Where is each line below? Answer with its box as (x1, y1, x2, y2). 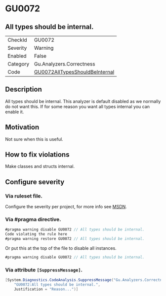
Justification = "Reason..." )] (14, 287, 79, 292)
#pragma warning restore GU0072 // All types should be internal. (5, 236, 145, 241)
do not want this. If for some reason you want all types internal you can (5, 103, 150, 109)
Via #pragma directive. (5, 216, 62, 223)
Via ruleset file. (5, 193, 43, 199)
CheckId (7, 36, 27, 43)
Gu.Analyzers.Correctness (34, 61, 95, 67)
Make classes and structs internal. (5, 164, 75, 169)
